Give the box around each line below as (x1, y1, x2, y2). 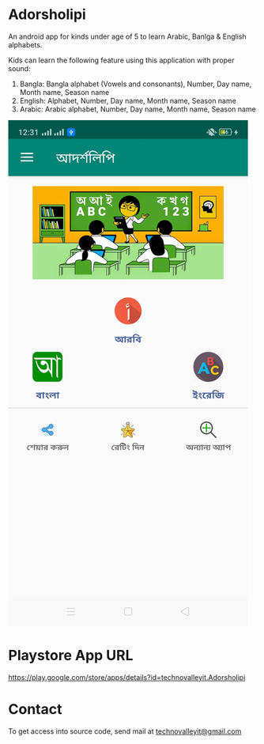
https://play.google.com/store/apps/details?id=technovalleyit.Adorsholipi (8, 672, 246, 682)
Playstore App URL (8, 647, 134, 665)
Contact (8, 701, 62, 719)
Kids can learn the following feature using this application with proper (8, 55, 235, 65)
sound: (8, 63, 31, 73)
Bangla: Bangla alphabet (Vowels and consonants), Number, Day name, (19, 79, 252, 89)
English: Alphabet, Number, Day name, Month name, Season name (19, 96, 237, 105)
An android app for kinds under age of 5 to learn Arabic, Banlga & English (8, 32, 247, 41)
